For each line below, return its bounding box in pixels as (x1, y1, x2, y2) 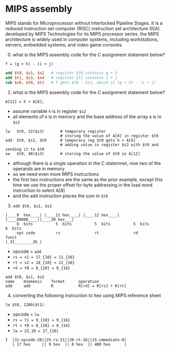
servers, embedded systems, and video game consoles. (5, 41, 124, 48)
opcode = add (12, 248, 42, 254)
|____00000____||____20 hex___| (5, 217, 74, 222)
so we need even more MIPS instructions (12, 171, 100, 177)
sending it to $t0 (5, 147, 44, 152)
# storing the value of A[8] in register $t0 (60, 133, 159, 138)
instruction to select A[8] (12, 187, 65, 193)
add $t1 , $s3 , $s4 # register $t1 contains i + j (5, 75, 117, 80)
